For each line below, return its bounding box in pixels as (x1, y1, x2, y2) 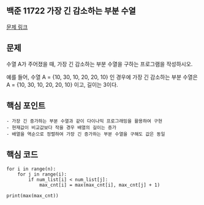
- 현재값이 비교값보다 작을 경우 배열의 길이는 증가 (6, 125, 116, 131)
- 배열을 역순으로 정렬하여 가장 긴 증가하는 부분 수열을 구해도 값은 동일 (6, 131, 165, 138)
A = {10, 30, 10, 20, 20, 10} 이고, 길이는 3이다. (6, 81, 118, 88)
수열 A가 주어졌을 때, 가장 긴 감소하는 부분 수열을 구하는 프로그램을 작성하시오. (6, 60, 193, 67)
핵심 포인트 (6, 100, 46, 111)
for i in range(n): (6, 166, 56, 173)
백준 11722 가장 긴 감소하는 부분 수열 (6, 6, 136, 17)
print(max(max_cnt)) (6, 193, 59, 199)
